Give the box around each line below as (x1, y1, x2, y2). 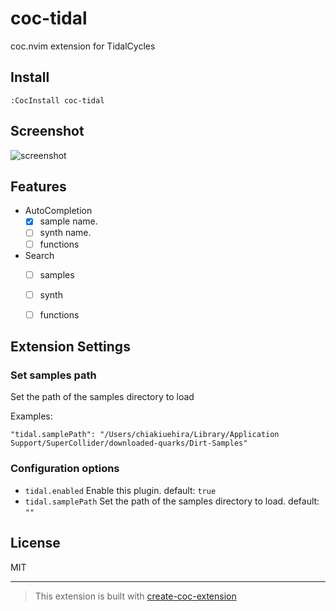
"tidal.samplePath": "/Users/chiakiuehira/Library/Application (10, 430, 280, 440)
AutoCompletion (24, 205, 93, 217)
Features (10, 178, 67, 195)
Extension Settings (10, 338, 131, 356)
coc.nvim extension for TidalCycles (10, 40, 156, 52)
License (10, 535, 61, 552)
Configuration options (10, 462, 120, 476)
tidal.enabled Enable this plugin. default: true (24, 484, 217, 496)
